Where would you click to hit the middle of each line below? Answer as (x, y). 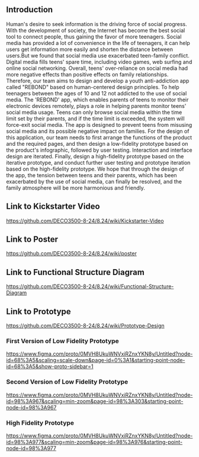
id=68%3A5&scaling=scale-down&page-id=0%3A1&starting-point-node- (96, 360)
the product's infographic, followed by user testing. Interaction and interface (99, 150)
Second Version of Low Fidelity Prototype (67, 382)
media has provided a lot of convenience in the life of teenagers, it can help (98, 43)
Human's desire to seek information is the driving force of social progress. (97, 24)
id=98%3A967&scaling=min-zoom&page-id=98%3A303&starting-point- (95, 401)
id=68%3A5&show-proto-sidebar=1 (50, 366)
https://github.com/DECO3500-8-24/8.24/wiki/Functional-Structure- (90, 286)
